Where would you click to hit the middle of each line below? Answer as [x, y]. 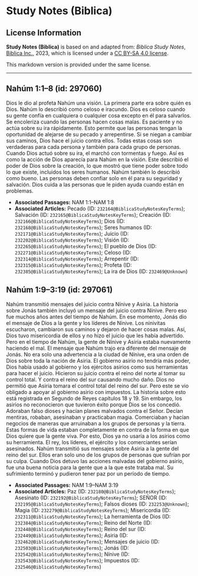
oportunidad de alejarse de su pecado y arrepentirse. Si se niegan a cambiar [99, 134]
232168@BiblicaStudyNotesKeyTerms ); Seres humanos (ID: [83, 227]
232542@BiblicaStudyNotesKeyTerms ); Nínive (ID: [72, 554]
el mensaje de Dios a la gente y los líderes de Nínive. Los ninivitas [86, 323]
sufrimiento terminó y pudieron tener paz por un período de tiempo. [88, 473]
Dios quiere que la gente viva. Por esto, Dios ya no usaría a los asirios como [98, 436]
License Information [44, 33]
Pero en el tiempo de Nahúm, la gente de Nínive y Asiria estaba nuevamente [98, 341]
